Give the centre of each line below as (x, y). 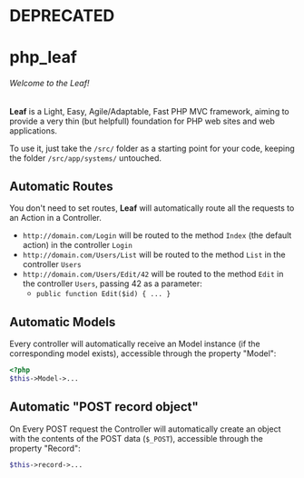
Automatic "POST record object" (104, 407)
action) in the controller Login (78, 245)
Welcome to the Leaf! (49, 83)
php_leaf (43, 58)
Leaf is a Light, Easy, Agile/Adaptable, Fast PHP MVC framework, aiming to (150, 111)
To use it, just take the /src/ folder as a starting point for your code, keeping (152, 148)
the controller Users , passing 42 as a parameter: (112, 284)
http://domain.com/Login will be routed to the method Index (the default (157, 235)
